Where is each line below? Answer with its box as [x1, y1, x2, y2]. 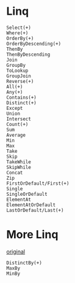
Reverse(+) [6, 78, 34, 84]
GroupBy [6, 62, 26, 68]
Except [6, 105, 23, 111]
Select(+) [6, 25, 32, 31]
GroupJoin [6, 72, 32, 79]
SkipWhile [6, 164, 32, 170]
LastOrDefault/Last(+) [6, 207, 64, 213]
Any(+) [6, 89, 23, 95]
